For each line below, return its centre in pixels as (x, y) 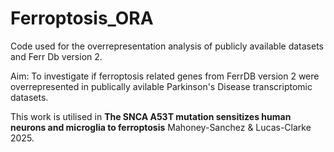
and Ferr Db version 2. (56, 56)
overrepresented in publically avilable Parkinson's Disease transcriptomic (161, 86)
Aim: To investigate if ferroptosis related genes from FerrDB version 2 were (165, 76)
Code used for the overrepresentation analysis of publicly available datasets (167, 46)
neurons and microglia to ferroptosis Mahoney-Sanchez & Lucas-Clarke (161, 127)
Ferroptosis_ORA (82, 18)
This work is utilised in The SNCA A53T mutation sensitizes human (151, 116)
